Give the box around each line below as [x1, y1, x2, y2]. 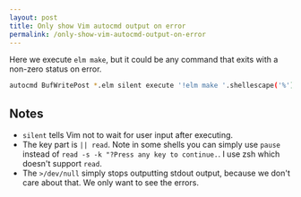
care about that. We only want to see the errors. [21, 177, 200, 188]
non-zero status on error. [9, 64, 102, 74]
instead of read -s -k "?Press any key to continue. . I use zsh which [21, 149, 280, 159]
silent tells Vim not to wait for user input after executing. [21, 130, 234, 141]
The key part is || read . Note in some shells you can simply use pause [21, 140, 280, 150]
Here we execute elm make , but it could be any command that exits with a [9, 55, 279, 65]
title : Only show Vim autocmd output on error [9, 21, 186, 30]
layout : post [9, 13, 58, 22]
